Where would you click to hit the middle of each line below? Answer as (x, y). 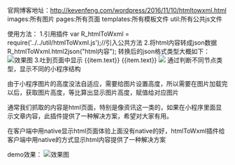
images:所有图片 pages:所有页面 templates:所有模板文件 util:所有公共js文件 (115, 19)
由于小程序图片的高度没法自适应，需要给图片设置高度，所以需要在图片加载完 (117, 84)
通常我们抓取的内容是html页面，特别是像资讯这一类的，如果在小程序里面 (112, 107)
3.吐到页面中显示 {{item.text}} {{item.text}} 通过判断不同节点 (125, 60)
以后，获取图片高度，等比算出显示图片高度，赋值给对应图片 (93, 92)
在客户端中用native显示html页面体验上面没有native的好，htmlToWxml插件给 (116, 131)
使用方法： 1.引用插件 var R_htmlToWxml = (68, 34)
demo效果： (25, 155)
